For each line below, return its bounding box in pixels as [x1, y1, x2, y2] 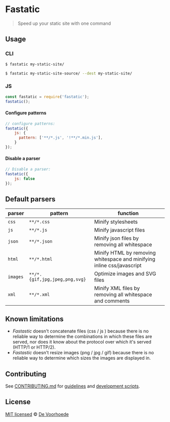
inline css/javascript [94, 262, 142, 269]
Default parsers [5, 195, 56, 203]
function [117, 210, 139, 217]
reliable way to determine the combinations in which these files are [12, 333, 152, 340]
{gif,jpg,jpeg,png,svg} [29, 277, 87, 282]
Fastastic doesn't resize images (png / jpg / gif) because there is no [12, 350, 154, 356]
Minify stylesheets [94, 219, 138, 226]
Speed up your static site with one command [17, 20, 111, 26]
